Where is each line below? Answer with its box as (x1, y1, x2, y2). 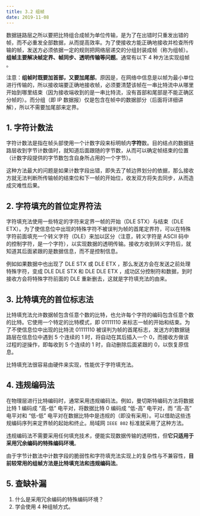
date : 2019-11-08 (6, 14, 49, 20)
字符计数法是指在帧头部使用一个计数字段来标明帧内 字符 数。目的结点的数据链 (6, 139, 194, 146)
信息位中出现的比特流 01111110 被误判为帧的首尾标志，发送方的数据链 (21, 326, 190, 333)
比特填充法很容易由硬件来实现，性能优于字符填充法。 (6, 361, 137, 368)
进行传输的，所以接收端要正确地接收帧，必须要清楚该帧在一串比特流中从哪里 (6, 81, 194, 88)
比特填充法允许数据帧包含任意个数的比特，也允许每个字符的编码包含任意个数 (6, 311, 194, 318)
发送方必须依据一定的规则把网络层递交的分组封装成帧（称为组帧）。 (26, 46, 192, 54)
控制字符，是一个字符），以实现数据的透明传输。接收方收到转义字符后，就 (11, 240, 192, 248)
